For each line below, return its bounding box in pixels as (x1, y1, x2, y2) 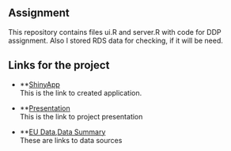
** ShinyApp (19, 79, 61, 89)
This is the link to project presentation (19, 111, 143, 121)
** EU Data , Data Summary (19, 126, 106, 137)
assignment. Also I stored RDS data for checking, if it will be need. (8, 36, 224, 45)
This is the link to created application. (19, 88, 142, 97)
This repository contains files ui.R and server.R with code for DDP (8, 27, 222, 36)
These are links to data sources (19, 135, 123, 145)
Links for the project (8, 59, 110, 72)
